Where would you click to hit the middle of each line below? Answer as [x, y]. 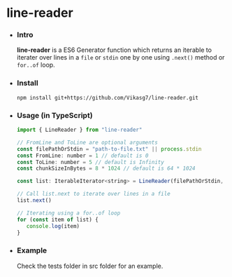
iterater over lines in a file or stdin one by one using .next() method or [121, 58]
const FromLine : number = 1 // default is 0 [82, 156]
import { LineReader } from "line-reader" [79, 130]
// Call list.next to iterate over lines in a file [93, 194]
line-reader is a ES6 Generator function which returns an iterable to [114, 50]
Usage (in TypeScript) [55, 115]
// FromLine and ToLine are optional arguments [87, 142]
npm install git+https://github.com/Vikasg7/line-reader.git [108, 97]
